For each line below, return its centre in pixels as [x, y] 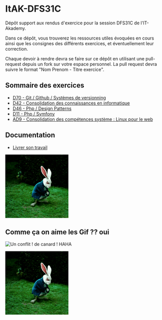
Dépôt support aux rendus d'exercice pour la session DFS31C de [72, 23]
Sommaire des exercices [45, 85]
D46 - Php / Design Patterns [42, 108]
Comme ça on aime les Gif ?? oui [57, 232]
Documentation [30, 135]
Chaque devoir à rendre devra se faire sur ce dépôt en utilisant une [75, 58]
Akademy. [16, 28]
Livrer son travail [30, 147]
